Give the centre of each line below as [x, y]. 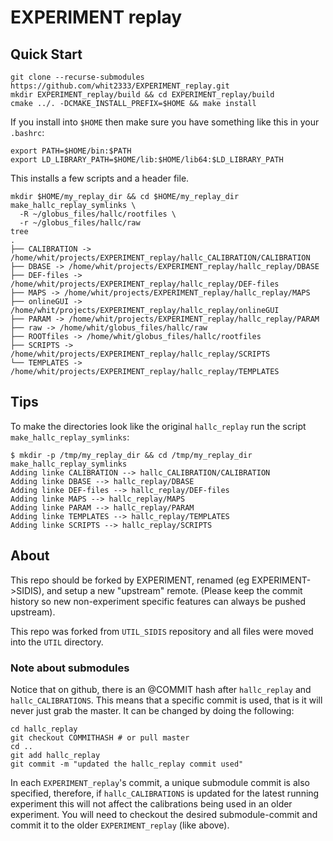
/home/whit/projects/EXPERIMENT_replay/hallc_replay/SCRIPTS [140, 354]
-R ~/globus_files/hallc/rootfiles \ [98, 214]
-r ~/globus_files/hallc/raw [80, 223]
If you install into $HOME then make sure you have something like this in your [165, 122]
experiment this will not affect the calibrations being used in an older [151, 803]
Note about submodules [70, 668]
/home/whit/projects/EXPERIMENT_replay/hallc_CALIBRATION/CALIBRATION [160, 258]
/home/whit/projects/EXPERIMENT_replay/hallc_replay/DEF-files [145, 284]
